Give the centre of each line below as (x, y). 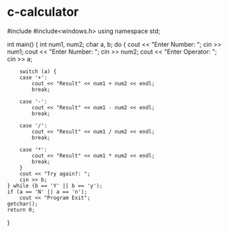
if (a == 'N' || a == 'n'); (47, 192)
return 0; (21, 210)
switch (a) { (38, 71)
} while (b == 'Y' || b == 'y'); (55, 186)
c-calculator (43, 12)
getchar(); (23, 203)
